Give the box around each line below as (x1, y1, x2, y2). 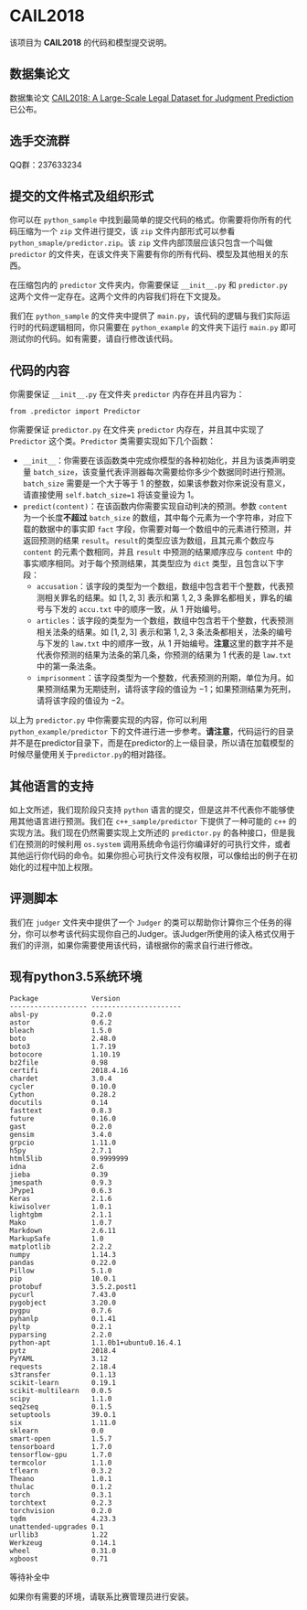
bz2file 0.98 (9, 1057, 108, 1067)
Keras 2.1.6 (9, 1194, 112, 1203)
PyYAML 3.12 (9, 1354, 108, 1363)
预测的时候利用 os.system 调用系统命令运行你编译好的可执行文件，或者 (25, 839, 291, 849)
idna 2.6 (9, 1162, 104, 1171)
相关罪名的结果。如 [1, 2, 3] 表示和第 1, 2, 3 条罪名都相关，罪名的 (44, 592, 285, 604)
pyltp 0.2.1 (9, 1322, 112, 1331)
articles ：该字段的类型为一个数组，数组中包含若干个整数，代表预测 (36, 615, 294, 627)
